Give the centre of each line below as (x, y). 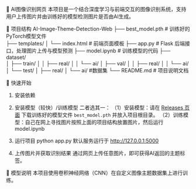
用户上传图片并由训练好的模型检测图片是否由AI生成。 (70, 16)
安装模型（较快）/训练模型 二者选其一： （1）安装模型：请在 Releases (99, 108)
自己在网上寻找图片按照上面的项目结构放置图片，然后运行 (94, 122)
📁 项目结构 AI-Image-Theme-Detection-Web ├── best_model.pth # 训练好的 (98, 29)
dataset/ (16, 57)
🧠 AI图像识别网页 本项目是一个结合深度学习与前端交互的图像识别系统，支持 (96, 9)
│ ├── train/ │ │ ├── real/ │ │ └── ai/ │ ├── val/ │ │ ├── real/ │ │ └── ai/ (97, 63)
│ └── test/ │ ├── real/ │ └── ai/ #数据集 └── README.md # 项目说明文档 (97, 70)
